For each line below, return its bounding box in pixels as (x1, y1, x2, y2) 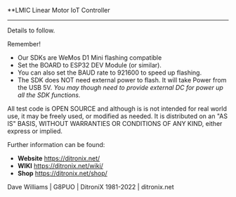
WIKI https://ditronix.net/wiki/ (17, 162, 104, 170)
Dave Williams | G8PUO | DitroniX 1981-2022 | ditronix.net (7, 183, 174, 191)
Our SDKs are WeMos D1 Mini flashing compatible (17, 53, 162, 62)
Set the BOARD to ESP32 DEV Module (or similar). (17, 61, 162, 69)
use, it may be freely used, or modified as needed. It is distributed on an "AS (7, 112, 228, 120)
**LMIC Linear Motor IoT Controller (7, 6, 110, 14)
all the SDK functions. (17, 91, 81, 99)
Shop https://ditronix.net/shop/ (17, 169, 107, 177)
